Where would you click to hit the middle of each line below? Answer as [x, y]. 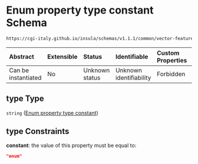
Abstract [22, 57]
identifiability [133, 77]
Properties [172, 60]
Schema [27, 23]
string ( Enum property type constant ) [52, 113]
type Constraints [38, 131]
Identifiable [132, 57]
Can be [19, 70]
